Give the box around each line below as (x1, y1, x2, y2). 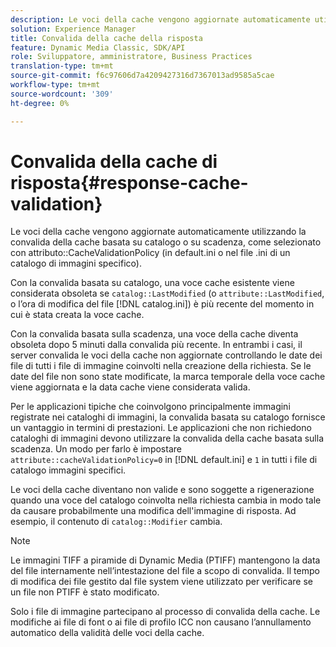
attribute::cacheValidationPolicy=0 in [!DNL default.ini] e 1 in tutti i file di (10, 454, 318, 466)
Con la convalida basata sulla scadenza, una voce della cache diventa (10, 328, 299, 340)
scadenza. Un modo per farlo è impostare (10, 443, 182, 455)
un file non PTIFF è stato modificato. (10, 586, 160, 598)
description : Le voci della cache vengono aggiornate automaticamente (10, 14, 311, 25)
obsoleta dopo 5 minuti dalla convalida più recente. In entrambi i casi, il (10, 339, 303, 351)
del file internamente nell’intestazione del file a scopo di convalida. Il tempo (10, 565, 320, 577)
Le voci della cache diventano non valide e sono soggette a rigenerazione (10, 484, 315, 496)
